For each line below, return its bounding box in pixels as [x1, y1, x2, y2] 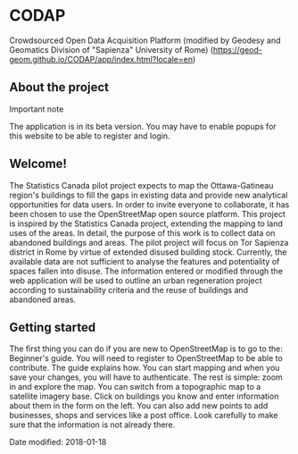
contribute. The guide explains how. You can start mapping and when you [9, 363, 280, 374]
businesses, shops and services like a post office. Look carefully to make [9, 410, 278, 421]
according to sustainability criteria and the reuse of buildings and [9, 284, 248, 295]
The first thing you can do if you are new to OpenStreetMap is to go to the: [9, 343, 284, 354]
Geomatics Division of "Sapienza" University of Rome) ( [9, 44, 214, 55]
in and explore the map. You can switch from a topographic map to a [9, 382, 261, 392]
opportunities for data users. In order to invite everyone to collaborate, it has [9, 198, 290, 210]
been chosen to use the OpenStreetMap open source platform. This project [9, 208, 286, 219]
